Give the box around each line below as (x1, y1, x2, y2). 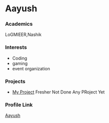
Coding (12, 55, 27, 61)
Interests (5, 44, 27, 51)
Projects (5, 78, 26, 85)
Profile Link (5, 101, 33, 108)
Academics (5, 21, 33, 28)
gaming (12, 60, 28, 66)
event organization (12, 65, 51, 71)
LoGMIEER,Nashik (5, 31, 42, 37)
